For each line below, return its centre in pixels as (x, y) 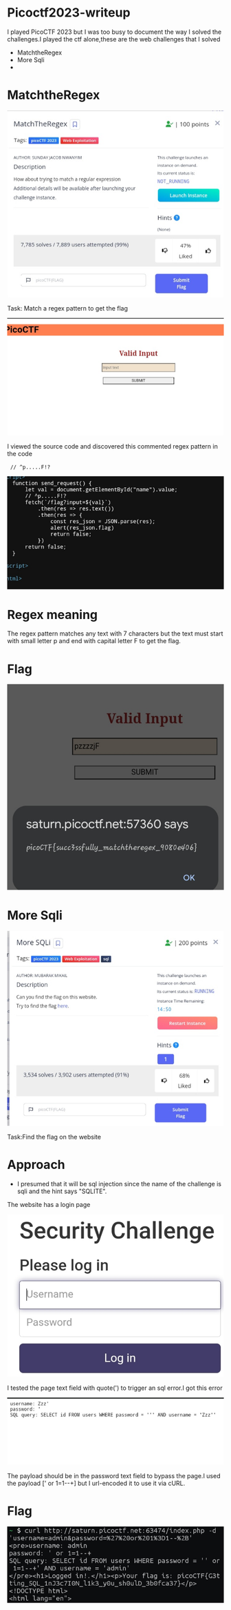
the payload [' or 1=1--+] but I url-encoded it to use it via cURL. (96, 1483)
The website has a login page (49, 1205)
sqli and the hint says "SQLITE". (62, 1191)
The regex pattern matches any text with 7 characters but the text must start (115, 634)
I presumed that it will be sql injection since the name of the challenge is (119, 1184)
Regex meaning (53, 615)
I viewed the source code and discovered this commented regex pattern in (112, 446)
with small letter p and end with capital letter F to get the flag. (94, 641)
